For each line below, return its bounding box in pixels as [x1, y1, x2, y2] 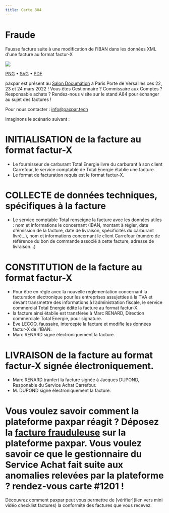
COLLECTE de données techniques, [5, 189, 157, 201]
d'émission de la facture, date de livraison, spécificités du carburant [12, 228, 154, 234]
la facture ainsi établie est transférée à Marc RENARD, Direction [12, 310, 145, 316]
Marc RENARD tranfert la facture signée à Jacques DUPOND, [12, 377, 140, 383]
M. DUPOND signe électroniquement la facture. [12, 387, 111, 394]
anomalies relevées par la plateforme [5, 470, 164, 481]
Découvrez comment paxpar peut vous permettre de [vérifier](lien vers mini [5, 497, 163, 503]
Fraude [5, 29, 35, 40]
